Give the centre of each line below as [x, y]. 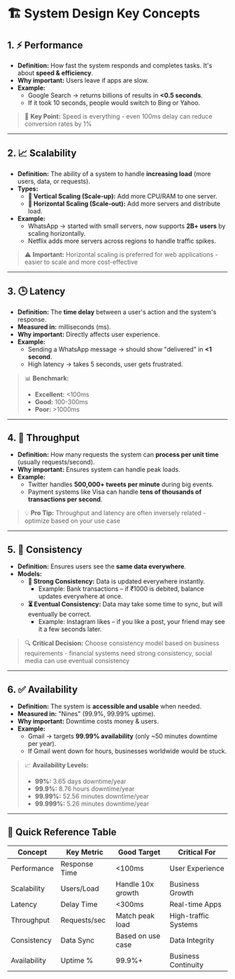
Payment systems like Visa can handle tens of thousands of [114, 492]
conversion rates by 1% [58, 124]
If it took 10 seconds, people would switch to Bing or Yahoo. [114, 103]
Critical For [197, 852]
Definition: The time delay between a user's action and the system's [117, 312]
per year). [42, 744]
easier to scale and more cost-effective [81, 262]
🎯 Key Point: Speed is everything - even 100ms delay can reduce [118, 116]
